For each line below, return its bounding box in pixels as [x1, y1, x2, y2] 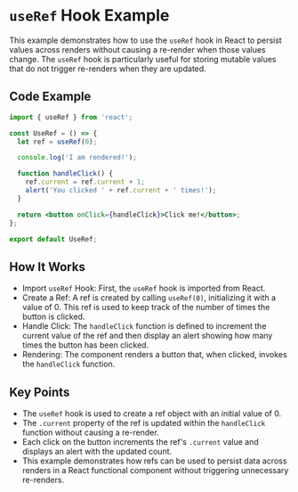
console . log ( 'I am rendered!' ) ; [17, 153, 138, 162]
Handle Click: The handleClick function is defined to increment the [21, 321, 267, 332]
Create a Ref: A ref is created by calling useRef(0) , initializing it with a [21, 292, 277, 303]
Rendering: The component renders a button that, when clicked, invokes [21, 349, 287, 360]
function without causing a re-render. [21, 427, 159, 438]
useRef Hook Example [9, 5, 170, 26]
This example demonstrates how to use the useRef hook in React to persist [9, 35, 282, 45]
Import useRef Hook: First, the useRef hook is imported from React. [21, 283, 266, 294]
